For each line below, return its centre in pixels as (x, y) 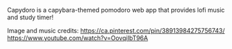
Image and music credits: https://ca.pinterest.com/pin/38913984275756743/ (116, 31)
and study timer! (30, 17)
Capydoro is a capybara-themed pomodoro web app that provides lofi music (116, 10)
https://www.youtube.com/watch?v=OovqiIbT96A (78, 38)
